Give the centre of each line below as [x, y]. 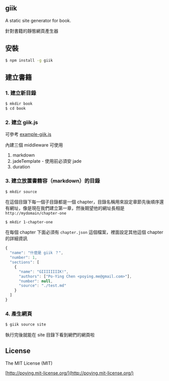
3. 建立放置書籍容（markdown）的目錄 [53, 181]
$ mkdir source [21, 192]
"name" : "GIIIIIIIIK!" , [44, 272]
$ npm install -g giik [29, 60]
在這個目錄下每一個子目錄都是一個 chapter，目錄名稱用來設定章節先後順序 [82, 202]
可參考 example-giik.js [28, 134]
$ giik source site [26, 325]
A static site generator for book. [38, 20]
